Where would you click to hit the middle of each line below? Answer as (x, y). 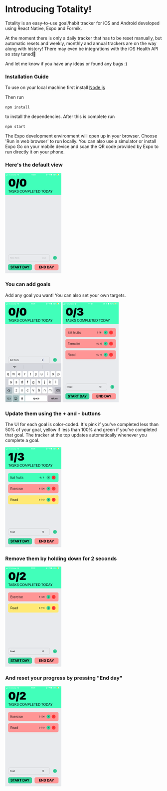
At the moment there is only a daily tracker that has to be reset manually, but (83, 38)
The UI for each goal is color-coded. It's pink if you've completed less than (82, 424)
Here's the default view (34, 165)
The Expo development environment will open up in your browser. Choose (81, 136)
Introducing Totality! (49, 9)
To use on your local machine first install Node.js (55, 87)
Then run (14, 97)
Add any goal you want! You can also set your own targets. (66, 295)
